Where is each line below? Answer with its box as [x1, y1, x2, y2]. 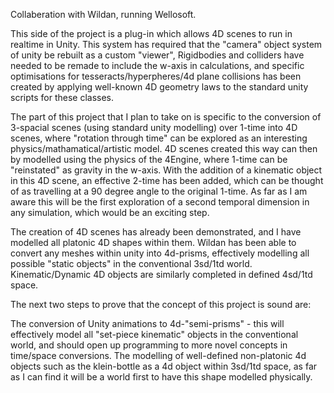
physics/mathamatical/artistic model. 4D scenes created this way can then [10, 143, 318, 154]
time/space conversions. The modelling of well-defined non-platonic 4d [10, 350, 307, 361]
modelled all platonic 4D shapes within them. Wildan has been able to [10, 237, 297, 248]
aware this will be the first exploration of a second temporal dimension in [10, 196, 310, 208]
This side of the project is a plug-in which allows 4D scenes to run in [10, 28, 293, 39]
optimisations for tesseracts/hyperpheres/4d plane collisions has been [10, 70, 302, 82]
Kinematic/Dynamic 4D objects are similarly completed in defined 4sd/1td [10, 269, 313, 280]
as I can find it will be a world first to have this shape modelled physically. [10, 371, 313, 383]
